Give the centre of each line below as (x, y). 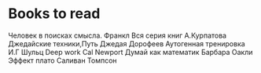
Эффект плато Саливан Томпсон (62, 60)
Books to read (54, 14)
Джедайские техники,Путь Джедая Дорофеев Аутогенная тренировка (127, 43)
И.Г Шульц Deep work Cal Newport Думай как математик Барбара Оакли (130, 52)
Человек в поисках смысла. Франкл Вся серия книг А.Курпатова (117, 35)
